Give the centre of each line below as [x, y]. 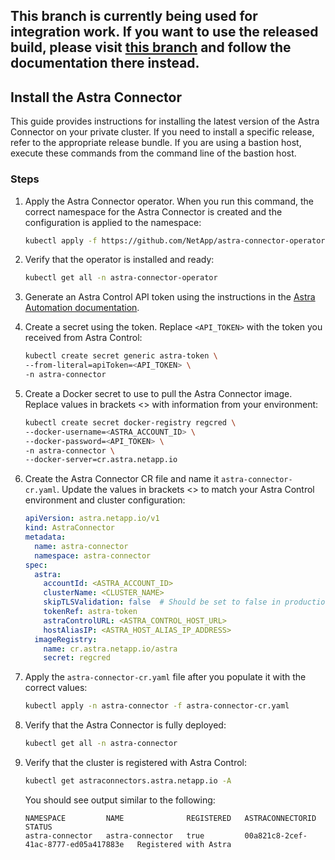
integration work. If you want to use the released [164, 32]
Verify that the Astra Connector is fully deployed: [125, 725]
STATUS [38, 827]
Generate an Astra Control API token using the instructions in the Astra [170, 297]
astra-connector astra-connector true [114, 835]
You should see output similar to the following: [120, 800]
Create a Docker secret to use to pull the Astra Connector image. [158, 393]
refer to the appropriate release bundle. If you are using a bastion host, [156, 143]
